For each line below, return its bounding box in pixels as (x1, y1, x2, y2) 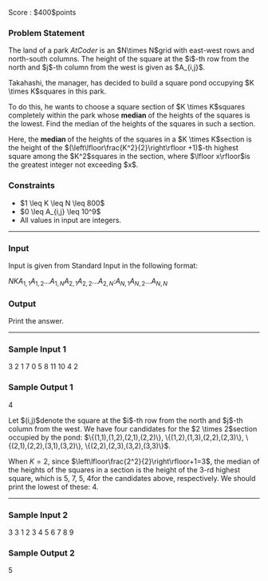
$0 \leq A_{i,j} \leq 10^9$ (19, 206, 101, 216)
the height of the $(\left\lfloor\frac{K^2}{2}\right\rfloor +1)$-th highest (8, 143, 239, 153)
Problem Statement (8, 27, 85, 38)
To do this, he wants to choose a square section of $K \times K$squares (8, 102, 246, 112)
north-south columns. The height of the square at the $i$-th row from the (8, 54, 250, 64)
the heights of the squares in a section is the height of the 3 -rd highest (8, 464, 241, 475)
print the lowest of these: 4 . (8, 482, 99, 491)
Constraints (8, 180, 56, 191)
